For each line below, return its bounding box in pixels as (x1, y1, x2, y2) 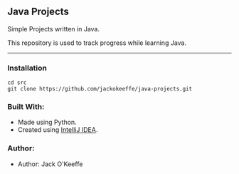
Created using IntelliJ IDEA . (17, 126, 98, 134)
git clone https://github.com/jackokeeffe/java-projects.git (7, 86, 193, 93)
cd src (7, 79, 27, 86)
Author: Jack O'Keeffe (17, 160, 83, 168)
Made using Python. (17, 118, 77, 127)
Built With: (7, 102, 45, 112)
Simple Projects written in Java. (7, 24, 100, 33)
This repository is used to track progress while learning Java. (7, 39, 187, 47)
